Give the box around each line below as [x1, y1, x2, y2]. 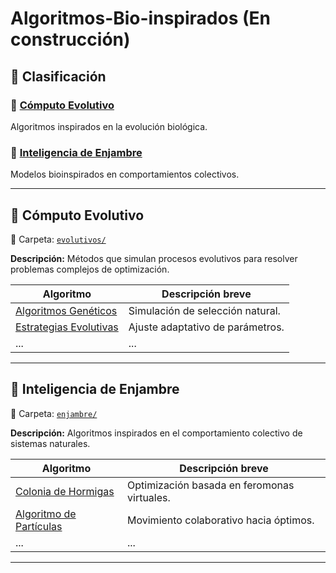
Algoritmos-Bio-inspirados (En [10, 7, 271, 30]
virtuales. [127, 490, 171, 504]
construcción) [10, 28, 131, 51]
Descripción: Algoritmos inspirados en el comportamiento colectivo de [10, 427, 303, 439]
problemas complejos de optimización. [10, 263, 170, 275]
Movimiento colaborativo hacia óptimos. [127, 513, 315, 527]
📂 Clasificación [10, 68, 107, 85]
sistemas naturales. [10, 437, 91, 449]
